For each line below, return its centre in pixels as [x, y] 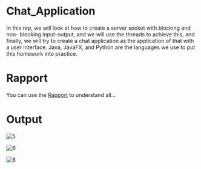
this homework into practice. [42, 53]
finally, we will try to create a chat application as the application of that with [100, 41]
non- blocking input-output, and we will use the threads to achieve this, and [100, 34]
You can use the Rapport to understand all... [61, 94]
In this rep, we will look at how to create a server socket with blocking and [98, 28]
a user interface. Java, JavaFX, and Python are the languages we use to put [101, 47]
